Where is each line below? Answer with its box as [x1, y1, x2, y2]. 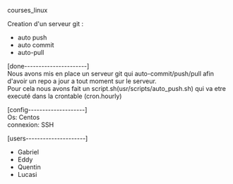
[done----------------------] [7, 62, 90, 70]
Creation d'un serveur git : [7, 20, 84, 27]
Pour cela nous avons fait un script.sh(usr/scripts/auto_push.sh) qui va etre [7, 85, 226, 92]
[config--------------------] [7, 106, 88, 114]
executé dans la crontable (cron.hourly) [7, 92, 122, 100]
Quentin [17, 163, 41, 171]
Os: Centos [7, 113, 40, 121]
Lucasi [17, 171, 37, 178]
